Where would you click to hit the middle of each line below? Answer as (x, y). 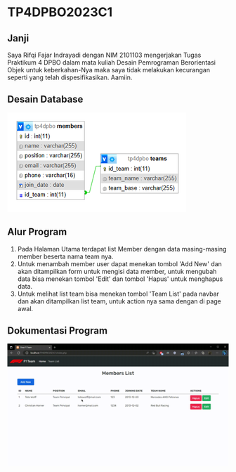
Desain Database (45, 99)
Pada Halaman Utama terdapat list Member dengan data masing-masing (122, 249)
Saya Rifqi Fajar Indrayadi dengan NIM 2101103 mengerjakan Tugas (104, 55)
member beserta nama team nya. (65, 256)
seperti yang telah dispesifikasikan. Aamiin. (70, 77)
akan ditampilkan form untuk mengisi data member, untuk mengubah (117, 271)
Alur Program (37, 232)
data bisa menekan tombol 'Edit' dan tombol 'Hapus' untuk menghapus (120, 279)
